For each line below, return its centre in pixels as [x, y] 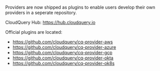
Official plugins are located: [34, 32]
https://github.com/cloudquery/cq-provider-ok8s [64, 63]
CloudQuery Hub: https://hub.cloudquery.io [50, 22]
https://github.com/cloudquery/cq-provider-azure [64, 47]
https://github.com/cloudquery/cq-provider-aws [63, 42]
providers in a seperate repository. [41, 13]
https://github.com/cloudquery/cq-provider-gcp [62, 53]
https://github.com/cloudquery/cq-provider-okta [63, 58]
